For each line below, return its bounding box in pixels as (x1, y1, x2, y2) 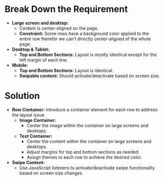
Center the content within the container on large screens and (26, 138, 152, 144)
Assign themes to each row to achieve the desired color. (26, 154, 142, 160)
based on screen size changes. (19, 170, 83, 176)
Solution (4, 90, 40, 101)
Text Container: (19, 133, 53, 139)
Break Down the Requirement (4, 3, 128, 15)
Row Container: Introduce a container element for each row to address (11, 106, 158, 112)
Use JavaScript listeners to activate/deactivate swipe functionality (19, 165, 155, 171)
